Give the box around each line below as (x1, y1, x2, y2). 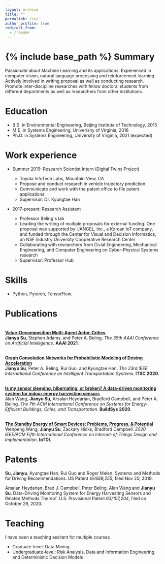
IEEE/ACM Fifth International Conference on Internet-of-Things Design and (5, 431, 157, 437)
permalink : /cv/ (5, 16, 38, 21)
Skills (5, 275, 28, 285)
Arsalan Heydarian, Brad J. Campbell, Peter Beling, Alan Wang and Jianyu (5, 485, 155, 491)
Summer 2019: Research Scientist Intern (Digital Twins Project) (12, 166, 140, 172)
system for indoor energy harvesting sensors (5, 390, 100, 396)
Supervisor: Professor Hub (19, 257, 74, 263)
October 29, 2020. (5, 501, 43, 506)
